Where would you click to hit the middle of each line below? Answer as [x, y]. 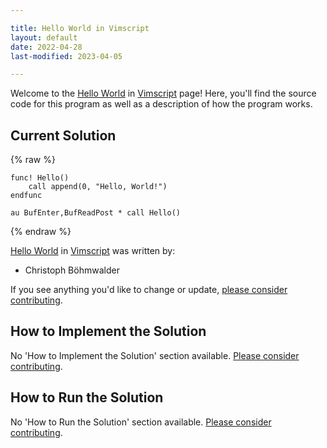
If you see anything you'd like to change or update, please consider [149, 290]
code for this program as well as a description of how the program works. [161, 104]
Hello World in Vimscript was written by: [93, 251]
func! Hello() [40, 178]
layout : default [44, 37]
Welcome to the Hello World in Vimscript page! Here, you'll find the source [163, 93]
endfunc [26, 196]
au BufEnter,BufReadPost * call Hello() [96, 213]
